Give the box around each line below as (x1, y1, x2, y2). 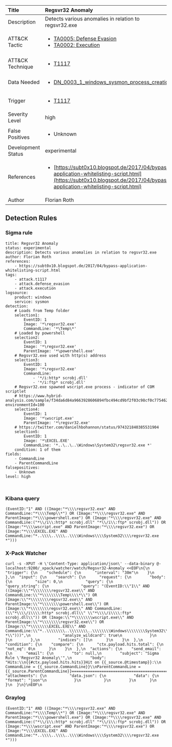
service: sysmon (14, 299, 50, 304)
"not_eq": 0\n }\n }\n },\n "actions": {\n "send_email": (5, 647, 161, 652)
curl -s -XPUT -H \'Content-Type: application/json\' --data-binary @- (5, 561, 161, 567)
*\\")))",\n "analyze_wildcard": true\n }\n (5, 633, 157, 638)
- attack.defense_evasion (14, 281, 70, 286)
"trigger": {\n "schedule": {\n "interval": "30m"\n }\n (5, 570, 155, 575)
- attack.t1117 (14, 277, 47, 282)
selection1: (14, 313, 40, 318)
